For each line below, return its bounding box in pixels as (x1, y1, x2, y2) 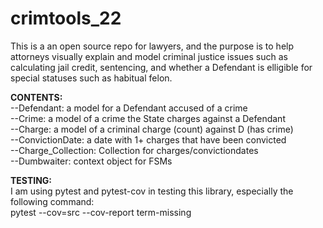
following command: (10, 195, 95, 207)
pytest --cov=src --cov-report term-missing (10, 206, 192, 218)
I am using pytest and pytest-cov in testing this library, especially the (10, 185, 294, 197)
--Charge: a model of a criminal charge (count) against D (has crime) (10, 123, 294, 135)
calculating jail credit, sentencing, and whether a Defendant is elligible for (10, 61, 313, 73)
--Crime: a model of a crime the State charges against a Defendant (10, 112, 286, 124)
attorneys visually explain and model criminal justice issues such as (10, 50, 288, 62)
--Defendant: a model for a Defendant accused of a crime (10, 102, 248, 114)
